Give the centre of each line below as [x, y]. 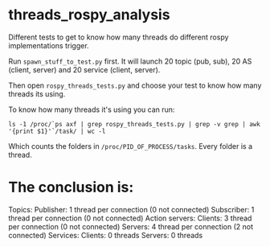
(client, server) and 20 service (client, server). [84, 69]
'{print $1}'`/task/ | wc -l [57, 131]
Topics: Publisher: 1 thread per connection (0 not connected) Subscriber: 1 [131, 209]
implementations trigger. [49, 45]
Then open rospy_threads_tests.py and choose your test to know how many [135, 85]
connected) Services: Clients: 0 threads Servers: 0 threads [106, 235]
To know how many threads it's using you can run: [92, 109]
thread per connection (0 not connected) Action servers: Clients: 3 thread [130, 218]
